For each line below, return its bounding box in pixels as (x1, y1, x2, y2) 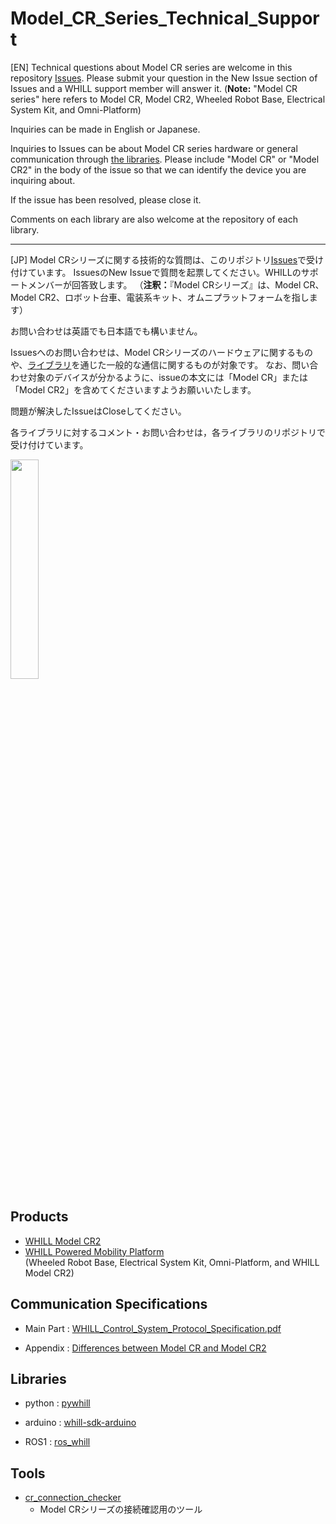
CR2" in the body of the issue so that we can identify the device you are (10, 163, 307, 176)
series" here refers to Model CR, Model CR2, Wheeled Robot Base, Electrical (10, 93, 326, 105)
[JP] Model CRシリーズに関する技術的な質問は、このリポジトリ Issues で (10, 253, 307, 266)
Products (10, 1208, 69, 1226)
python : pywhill (24, 1397, 91, 1409)
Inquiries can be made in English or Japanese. (10, 123, 201, 135)
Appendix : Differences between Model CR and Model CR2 (24, 1342, 267, 1354)
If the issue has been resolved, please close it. (10, 193, 202, 206)
